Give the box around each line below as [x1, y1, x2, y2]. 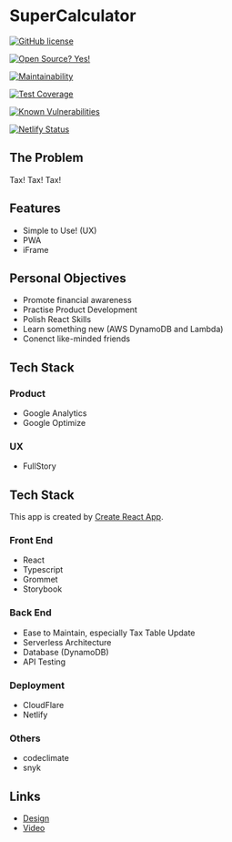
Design [22, 813, 50, 824]
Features [9, 201, 61, 217]
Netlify [22, 709, 48, 720]
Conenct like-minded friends [22, 333, 130, 344]
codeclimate [22, 753, 70, 764]
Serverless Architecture [22, 636, 112, 647]
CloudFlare [22, 700, 65, 711]
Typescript [22, 564, 64, 575]
